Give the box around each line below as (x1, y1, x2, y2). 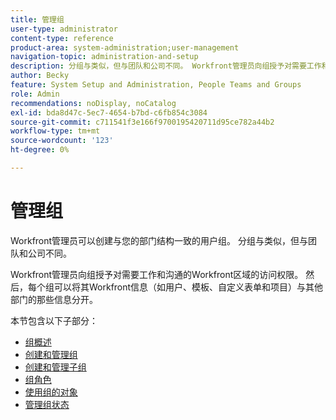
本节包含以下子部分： (10, 314, 98, 326)
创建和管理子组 (24, 361, 87, 373)
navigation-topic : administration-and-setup (10, 52, 199, 62)
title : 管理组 (10, 14, 65, 25)
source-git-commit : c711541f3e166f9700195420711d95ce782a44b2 (10, 117, 275, 127)
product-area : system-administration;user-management (10, 42, 240, 53)
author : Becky (10, 71, 70, 81)
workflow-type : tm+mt (10, 126, 101, 136)
